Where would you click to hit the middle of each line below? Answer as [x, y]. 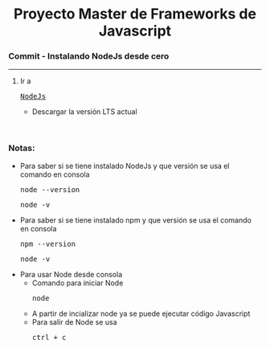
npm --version [48, 244]
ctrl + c [49, 337]
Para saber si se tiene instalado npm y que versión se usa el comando [135, 220]
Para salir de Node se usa [75, 321]
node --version [50, 189]
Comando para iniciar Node [78, 283]
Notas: [22, 148]
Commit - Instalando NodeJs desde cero [89, 56]
